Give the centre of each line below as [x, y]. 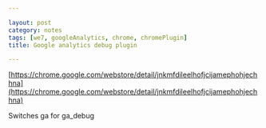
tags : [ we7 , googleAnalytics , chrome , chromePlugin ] [98, 38]
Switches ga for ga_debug [51, 116]
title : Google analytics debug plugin [73, 45]
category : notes [35, 30]
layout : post [30, 22]
